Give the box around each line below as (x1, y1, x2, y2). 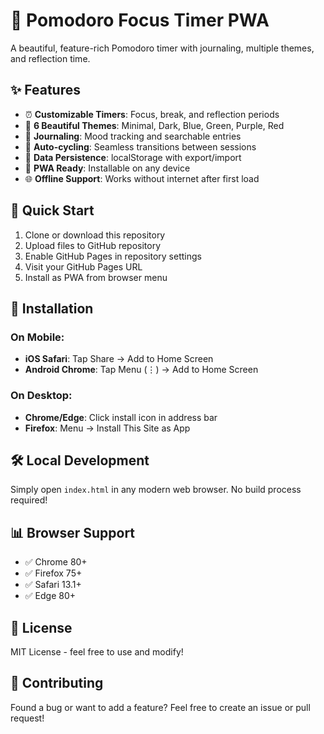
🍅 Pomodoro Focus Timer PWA (10, 9, 270, 32)
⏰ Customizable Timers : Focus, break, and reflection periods (24, 108, 280, 120)
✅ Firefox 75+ (24, 567, 83, 579)
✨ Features (10, 82, 81, 99)
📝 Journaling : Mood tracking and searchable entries (24, 130, 242, 142)
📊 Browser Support (10, 524, 136, 541)
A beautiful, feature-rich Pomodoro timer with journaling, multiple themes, (10, 42, 315, 54)
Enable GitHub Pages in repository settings (24, 250, 202, 262)
